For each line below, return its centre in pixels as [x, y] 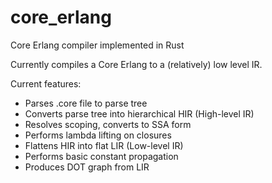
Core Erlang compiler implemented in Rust [97, 45]
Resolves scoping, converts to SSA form [108, 124]
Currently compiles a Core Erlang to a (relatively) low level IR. [136, 64]
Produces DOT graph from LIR [87, 167]
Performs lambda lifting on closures [98, 135]
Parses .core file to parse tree [86, 103]
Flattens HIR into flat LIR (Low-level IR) [104, 145]
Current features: [46, 83]
